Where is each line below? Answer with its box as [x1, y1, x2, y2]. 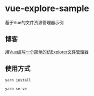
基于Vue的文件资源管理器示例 [5, 19, 64, 25]
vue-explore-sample [5, 3, 89, 14]
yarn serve [5, 86, 27, 91]
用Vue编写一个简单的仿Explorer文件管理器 [5, 49, 89, 55]
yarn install [5, 78, 31, 82]
